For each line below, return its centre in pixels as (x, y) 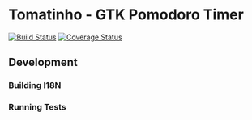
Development (43, 62)
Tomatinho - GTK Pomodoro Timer (126, 15)
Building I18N (35, 85)
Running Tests (37, 107)
